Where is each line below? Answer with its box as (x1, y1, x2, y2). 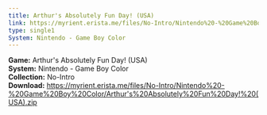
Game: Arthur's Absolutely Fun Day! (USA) (8, 56, 149, 65)
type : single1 (8, 26, 56, 34)
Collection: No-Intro (8, 72, 75, 82)
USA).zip (8, 98, 37, 107)
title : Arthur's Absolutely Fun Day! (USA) (8, 11, 155, 20)
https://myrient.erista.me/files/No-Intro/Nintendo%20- (46, 81, 225, 90)
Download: (8, 81, 45, 90)
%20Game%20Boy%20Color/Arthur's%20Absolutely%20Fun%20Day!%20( (8, 89, 259, 99)
